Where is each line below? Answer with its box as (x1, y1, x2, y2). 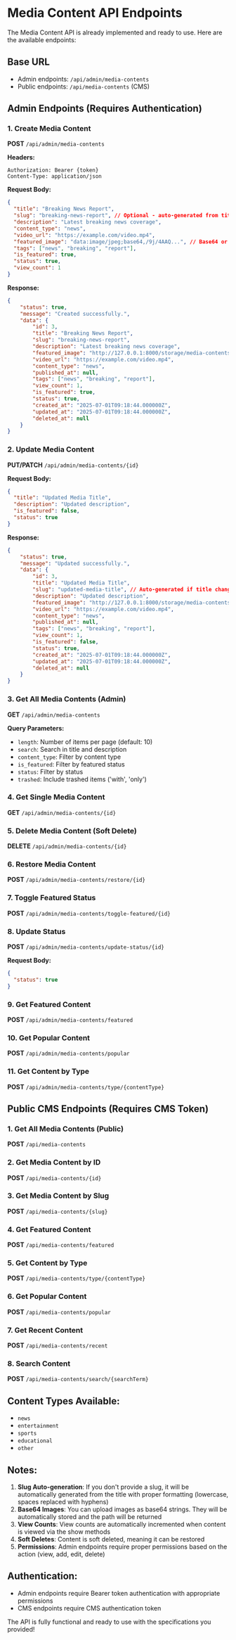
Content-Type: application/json (7, 173, 102, 180)
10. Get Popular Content (7, 1032, 90, 1042)
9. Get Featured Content (7, 999, 91, 1009)
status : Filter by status (17, 767, 84, 776)
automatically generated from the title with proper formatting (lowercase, (17, 1490, 229, 1499)
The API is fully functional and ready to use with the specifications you (7, 1617, 211, 1626)
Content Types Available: (7, 1395, 120, 1407)
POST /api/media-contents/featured (7, 1241, 114, 1249)
